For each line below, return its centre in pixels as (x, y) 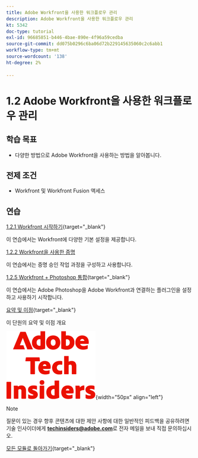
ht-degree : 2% (24, 62)
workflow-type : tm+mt (33, 50)
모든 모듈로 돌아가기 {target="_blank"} (51, 448)
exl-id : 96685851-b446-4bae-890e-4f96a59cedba (65, 38)
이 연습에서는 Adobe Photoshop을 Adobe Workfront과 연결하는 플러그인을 (93, 290)
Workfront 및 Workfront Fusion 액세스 (60, 191)
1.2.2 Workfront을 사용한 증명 (41, 252)
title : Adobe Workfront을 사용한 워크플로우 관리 (62, 12)
